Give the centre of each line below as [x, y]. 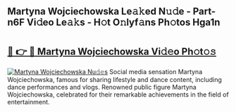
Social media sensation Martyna [156, 72]
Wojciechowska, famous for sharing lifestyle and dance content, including [114, 79]
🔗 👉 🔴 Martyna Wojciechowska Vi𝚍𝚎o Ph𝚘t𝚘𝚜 [112, 51]
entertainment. [29, 102]
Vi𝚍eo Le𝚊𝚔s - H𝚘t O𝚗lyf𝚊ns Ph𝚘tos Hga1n [124, 23]
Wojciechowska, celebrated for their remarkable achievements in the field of [118, 94]
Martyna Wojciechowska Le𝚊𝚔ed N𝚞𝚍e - [99, 12]
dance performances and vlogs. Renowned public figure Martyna [102, 87]
